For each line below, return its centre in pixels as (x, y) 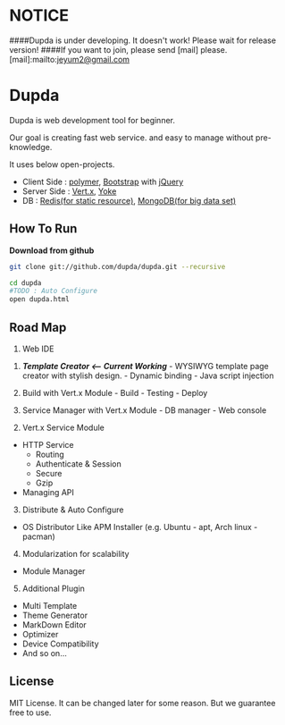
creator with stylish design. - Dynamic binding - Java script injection (148, 375)
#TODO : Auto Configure (54, 291)
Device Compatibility (61, 644)
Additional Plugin (53, 588)
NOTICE (39, 16)
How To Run (43, 229)
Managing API (48, 492)
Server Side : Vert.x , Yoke (69, 191)
